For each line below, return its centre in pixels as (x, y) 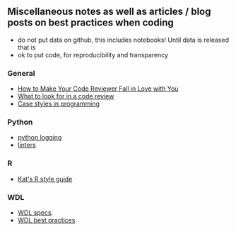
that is (26, 47)
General (21, 73)
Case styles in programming (59, 104)
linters (27, 145)
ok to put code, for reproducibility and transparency (93, 55)
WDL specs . (35, 213)
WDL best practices (46, 220)
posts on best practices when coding (91, 23)
